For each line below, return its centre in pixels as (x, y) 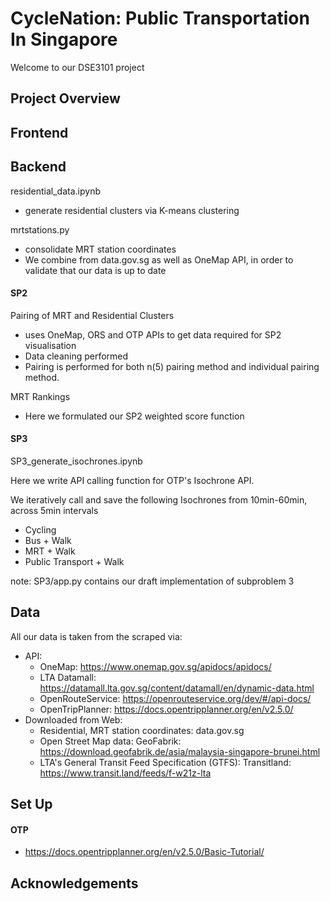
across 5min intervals (54, 510)
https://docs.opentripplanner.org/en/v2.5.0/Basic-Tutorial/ (144, 852)
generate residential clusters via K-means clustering (132, 210)
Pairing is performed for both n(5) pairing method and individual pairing (172, 366)
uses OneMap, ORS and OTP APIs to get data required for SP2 (153, 334)
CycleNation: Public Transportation (160, 18)
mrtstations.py (40, 229)
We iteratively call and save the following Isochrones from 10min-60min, (159, 499)
